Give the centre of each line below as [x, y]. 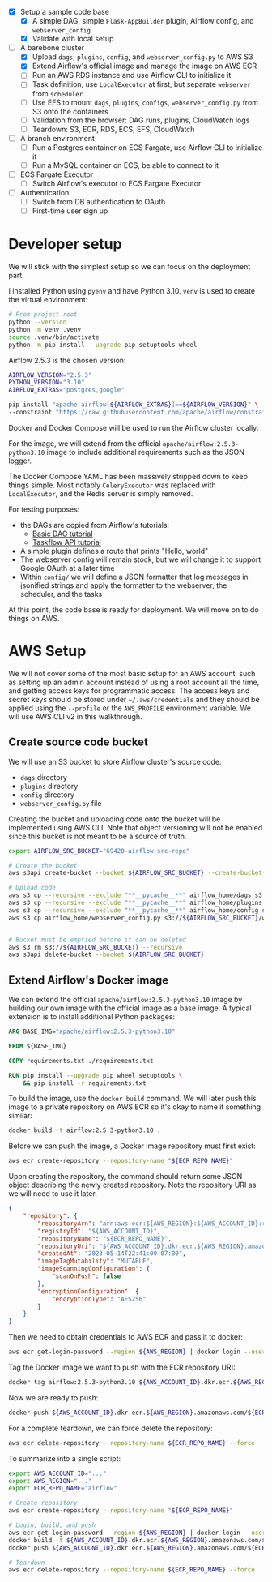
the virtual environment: [48, 300]
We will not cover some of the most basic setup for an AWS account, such [132, 673]
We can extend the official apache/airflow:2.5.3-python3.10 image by [125, 1000]
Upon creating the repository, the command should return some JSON [125, 1177]
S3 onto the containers [70, 111]
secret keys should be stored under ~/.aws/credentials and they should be [134, 699]
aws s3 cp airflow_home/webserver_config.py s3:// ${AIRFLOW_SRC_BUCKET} [134, 918]
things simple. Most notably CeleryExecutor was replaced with [112, 485]
